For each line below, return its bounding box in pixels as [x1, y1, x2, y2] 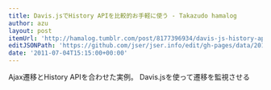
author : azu [8, 19, 48, 27]
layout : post [8, 27, 52, 35]
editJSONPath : [8, 42, 56, 50]
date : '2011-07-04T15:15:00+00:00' [8, 49, 128, 57]
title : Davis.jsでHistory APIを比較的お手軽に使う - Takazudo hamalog [8, 11, 237, 20]
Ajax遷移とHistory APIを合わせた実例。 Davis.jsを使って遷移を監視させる [8, 72, 250, 81]
